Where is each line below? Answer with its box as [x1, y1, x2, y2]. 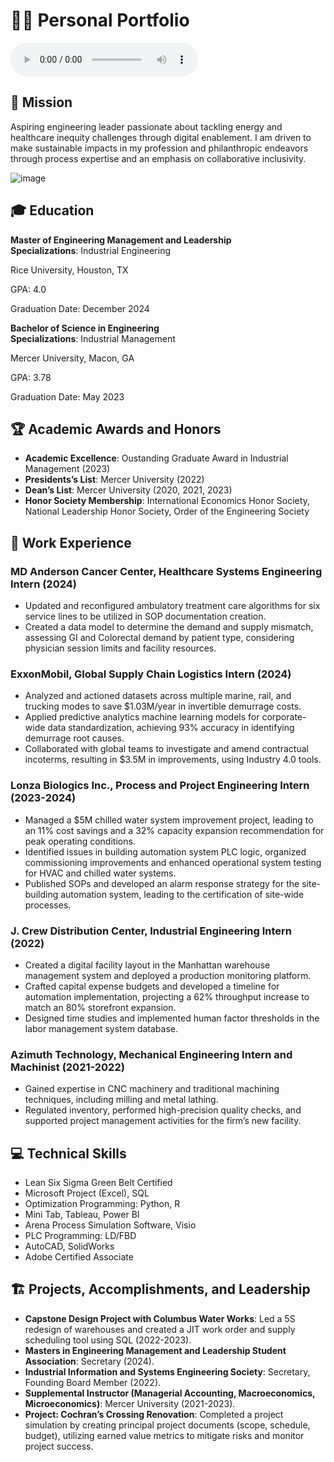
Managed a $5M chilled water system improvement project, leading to [24, 814, 314, 826]
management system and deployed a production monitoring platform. [24, 969, 312, 981]
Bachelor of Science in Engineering [10, 322, 160, 334]
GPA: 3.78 [10, 371, 52, 383]
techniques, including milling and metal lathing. [24, 1094, 219, 1106]
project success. [24, 1440, 94, 1452]
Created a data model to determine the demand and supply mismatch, [24, 621, 314, 633]
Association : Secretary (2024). [24, 1355, 155, 1367]
